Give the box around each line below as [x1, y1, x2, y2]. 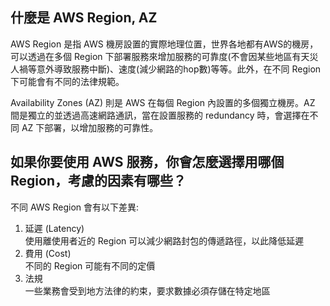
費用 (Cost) [24, 247, 72, 259]
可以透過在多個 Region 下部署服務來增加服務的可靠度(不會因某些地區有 [10, 50, 302, 62]
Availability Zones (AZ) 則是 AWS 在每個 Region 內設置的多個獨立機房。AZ [10, 96, 316, 108]
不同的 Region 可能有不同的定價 [24, 259, 156, 272]
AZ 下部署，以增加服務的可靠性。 [21, 121, 159, 133]
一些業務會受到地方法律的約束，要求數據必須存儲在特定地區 [24, 284, 271, 297]
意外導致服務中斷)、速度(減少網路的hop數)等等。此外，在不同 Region [36, 63, 322, 75]
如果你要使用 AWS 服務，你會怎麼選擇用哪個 [10, 154, 285, 171]
